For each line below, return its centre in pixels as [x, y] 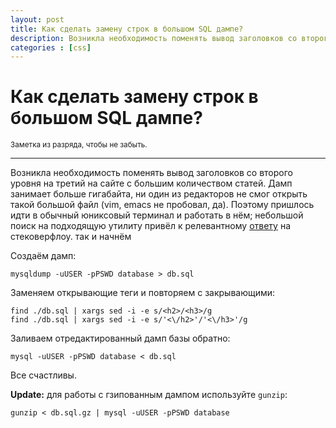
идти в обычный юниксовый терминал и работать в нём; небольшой [157, 215]
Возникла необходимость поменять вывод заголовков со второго [151, 173]
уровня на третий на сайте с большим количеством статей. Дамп [151, 183]
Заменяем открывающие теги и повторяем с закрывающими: [143, 293]
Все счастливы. [43, 375]
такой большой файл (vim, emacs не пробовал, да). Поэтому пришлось [162, 205]
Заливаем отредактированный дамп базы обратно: [120, 338]
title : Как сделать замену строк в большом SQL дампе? [127, 29]
